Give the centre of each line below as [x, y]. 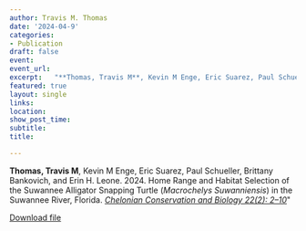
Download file [36, 217]
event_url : [30, 69]
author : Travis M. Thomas [58, 18]
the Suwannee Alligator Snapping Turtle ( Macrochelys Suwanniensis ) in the [151, 190]
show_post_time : [40, 120]
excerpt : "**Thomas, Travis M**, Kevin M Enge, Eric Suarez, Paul [142, 78]
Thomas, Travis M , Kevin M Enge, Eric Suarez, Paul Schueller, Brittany [141, 171]
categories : [32, 35]
